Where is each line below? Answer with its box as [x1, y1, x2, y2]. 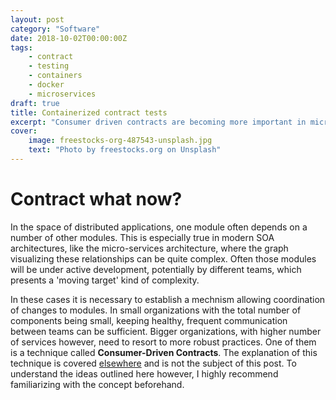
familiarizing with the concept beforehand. [10, 378, 185, 390]
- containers [28, 71, 83, 81]
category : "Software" [10, 24, 101, 34]
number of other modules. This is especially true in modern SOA [10, 231, 275, 243]
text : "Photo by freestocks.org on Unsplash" [28, 145, 222, 155]
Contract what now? [10, 188, 183, 211]
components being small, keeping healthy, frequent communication [10, 314, 288, 326]
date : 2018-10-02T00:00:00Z [10, 33, 128, 43]
